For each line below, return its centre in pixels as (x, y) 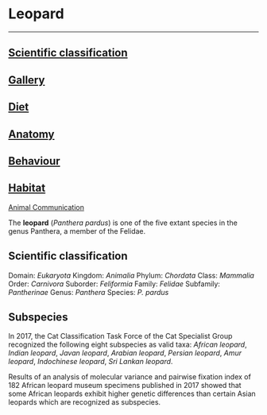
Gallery (27, 80)
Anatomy (31, 134)
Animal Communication (46, 207)
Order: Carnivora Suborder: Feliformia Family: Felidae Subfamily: (114, 284)
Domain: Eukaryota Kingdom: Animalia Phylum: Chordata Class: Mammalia (131, 275)
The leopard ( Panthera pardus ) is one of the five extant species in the (123, 223)
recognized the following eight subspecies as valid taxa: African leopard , (128, 345)
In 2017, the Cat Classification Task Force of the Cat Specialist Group (120, 336)
